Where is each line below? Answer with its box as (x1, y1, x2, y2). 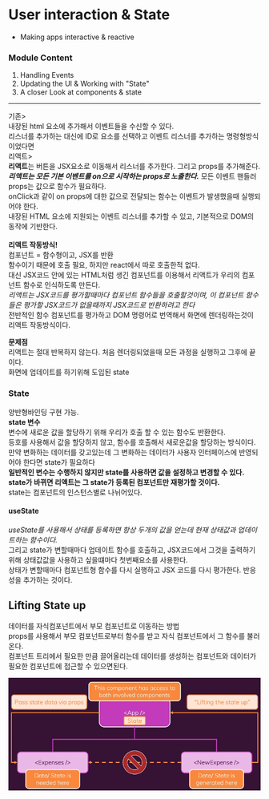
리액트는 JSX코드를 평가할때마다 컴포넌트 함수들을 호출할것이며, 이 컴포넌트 (8, 290, 244, 300)
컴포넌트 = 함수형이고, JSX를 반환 (8, 250, 114, 260)
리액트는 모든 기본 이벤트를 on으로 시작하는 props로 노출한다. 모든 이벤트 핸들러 (8, 172, 257, 181)
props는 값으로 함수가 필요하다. (8, 182, 106, 192)
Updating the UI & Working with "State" (19, 79, 150, 89)
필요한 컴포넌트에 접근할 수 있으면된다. (8, 661, 128, 671)
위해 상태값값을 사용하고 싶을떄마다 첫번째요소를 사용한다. (8, 555, 188, 564)
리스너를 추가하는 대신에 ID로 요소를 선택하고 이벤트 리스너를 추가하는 (8, 131, 225, 141)
